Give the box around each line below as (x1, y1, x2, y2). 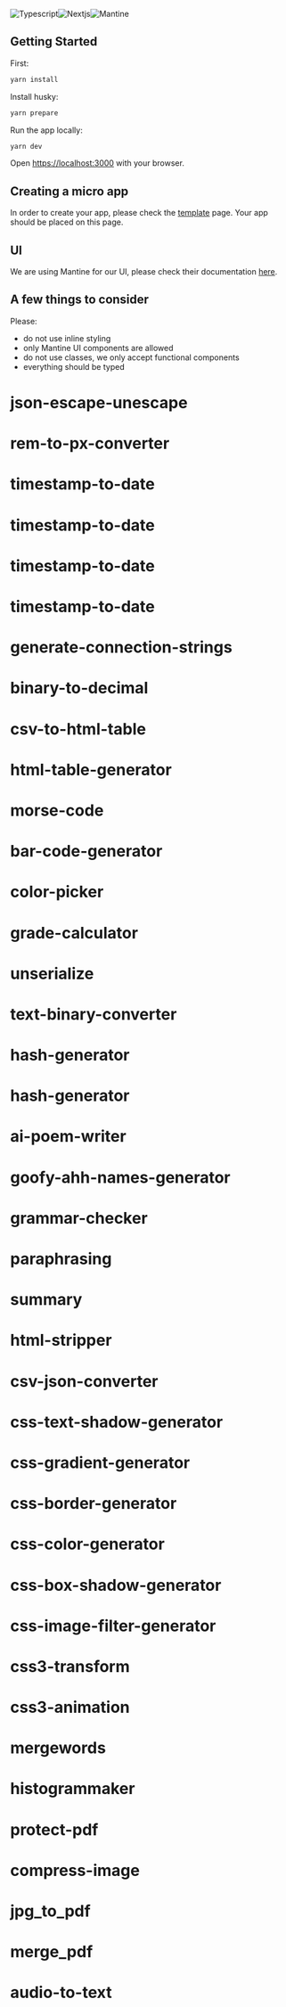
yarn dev (10, 142, 43, 151)
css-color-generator (10, 1534, 166, 1554)
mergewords (10, 1738, 106, 1758)
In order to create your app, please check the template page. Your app (10, 208, 268, 218)
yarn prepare (10, 108, 59, 118)
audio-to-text (10, 1983, 112, 2003)
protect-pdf (10, 1819, 99, 1839)
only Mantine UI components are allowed (22, 342, 174, 353)
